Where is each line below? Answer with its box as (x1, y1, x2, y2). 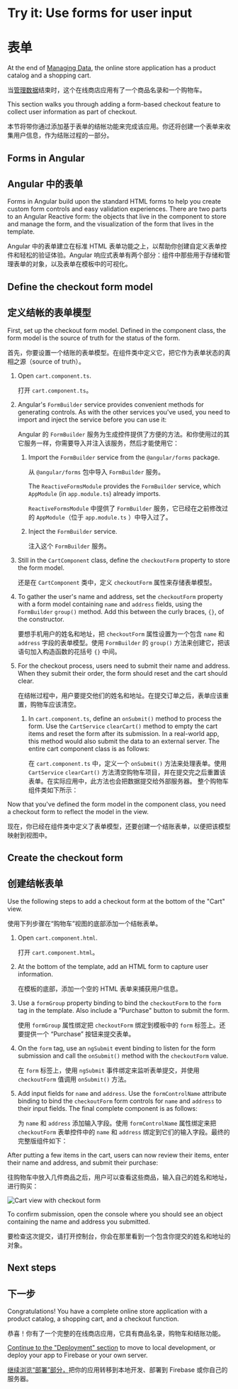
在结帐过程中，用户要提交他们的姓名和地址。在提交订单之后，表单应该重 (17, 691, 229, 700)
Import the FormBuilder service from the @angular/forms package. (28, 453, 220, 461)
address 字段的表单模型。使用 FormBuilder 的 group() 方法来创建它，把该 (17, 638, 230, 647)
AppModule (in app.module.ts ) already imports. (28, 489, 161, 498)
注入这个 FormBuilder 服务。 (28, 542, 111, 550)
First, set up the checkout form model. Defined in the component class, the (7, 326, 227, 334)
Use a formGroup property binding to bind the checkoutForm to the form (17, 999, 222, 1007)
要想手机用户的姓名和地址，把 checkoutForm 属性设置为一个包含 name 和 (17, 630, 225, 638)
